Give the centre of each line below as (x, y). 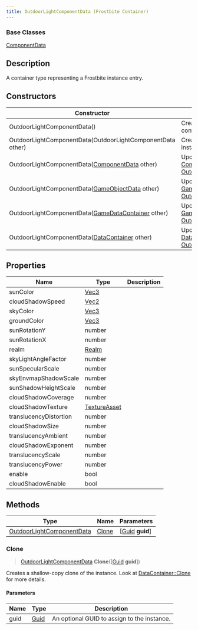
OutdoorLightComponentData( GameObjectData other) (84, 188)
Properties (26, 265)
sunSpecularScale (34, 369)
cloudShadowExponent (41, 445)
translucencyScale (35, 455)
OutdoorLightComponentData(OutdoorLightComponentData (92, 140)
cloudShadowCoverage (42, 398)
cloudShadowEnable (37, 484)
